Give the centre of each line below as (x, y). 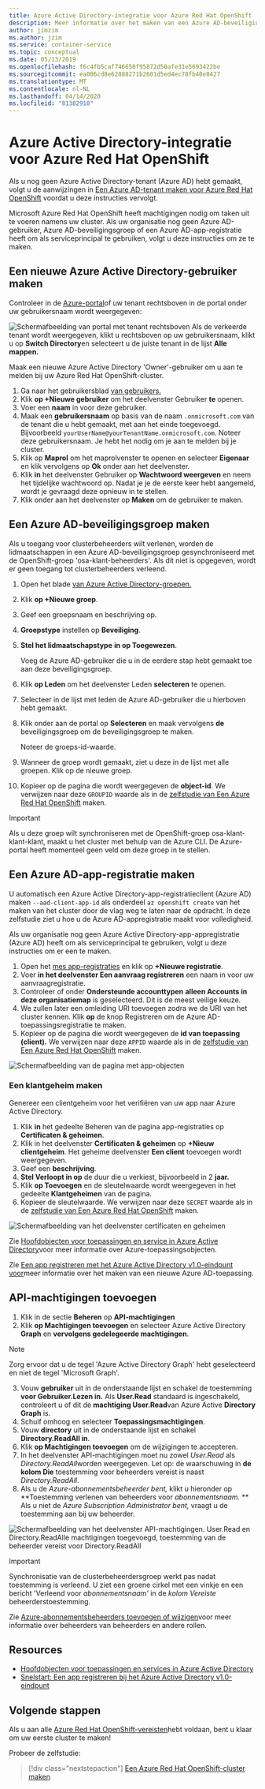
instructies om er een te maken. (60, 951)
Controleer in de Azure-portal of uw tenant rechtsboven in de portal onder (128, 303)
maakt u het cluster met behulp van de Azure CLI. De (132, 841)
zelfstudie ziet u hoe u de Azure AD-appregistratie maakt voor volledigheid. (131, 919)
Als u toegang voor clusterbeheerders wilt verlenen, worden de (112, 543)
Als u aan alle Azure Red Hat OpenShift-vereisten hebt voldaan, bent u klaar (131, 1730)
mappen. (24, 351)
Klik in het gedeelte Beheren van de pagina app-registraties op (122, 1126)
